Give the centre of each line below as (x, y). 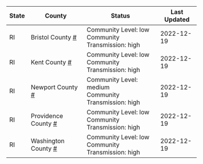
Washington (48, 141)
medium (98, 87)
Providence (47, 116)
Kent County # (51, 62)
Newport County (54, 87)
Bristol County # (53, 37)
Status (121, 16)
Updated (177, 19)
